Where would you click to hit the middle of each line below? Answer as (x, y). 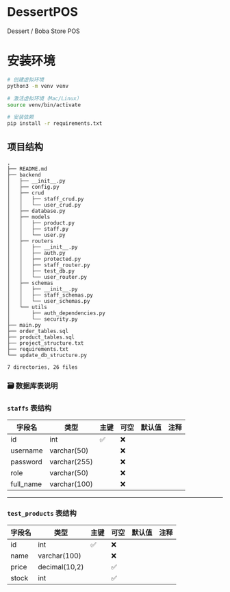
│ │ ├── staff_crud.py (46, 199)
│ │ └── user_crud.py (44, 205)
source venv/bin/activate (44, 105)
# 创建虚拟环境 (26, 80)
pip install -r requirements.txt (55, 124)
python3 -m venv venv (38, 86)
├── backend (24, 175)
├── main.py (24, 325)
